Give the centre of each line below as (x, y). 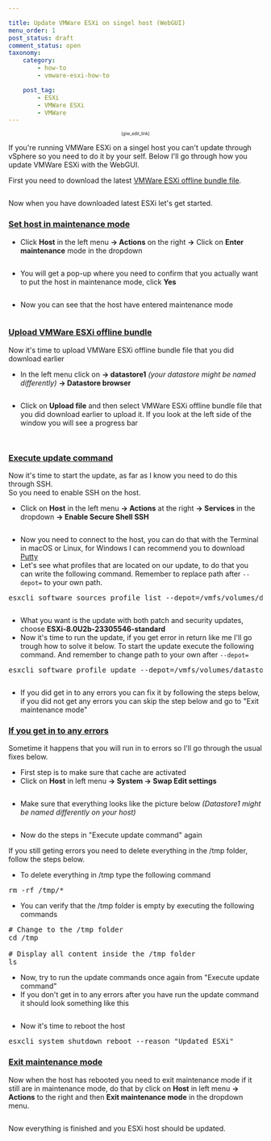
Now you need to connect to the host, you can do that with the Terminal (139, 540)
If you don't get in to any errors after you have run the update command (140, 995)
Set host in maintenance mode (69, 225)
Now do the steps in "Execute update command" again (111, 835)
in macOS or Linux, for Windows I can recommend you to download (132, 548)
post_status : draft (41, 38)
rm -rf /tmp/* (36, 890)
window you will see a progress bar (79, 423)
